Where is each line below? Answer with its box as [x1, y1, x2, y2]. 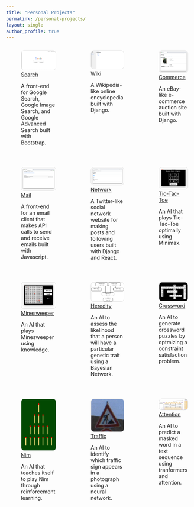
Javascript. [21, 253, 48, 260]
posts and [90, 229, 115, 236]
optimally [159, 227, 182, 234]
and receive [21, 234, 50, 241]
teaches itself [21, 469, 54, 476]
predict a [159, 429, 180, 436]
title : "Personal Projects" [6, 9, 76, 15]
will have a [90, 339, 117, 346]
